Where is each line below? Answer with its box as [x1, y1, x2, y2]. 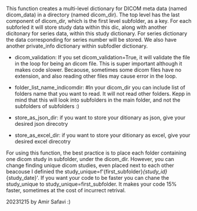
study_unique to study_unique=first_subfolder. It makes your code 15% [6, 180, 177, 187]
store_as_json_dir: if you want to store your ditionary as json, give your [14, 114, 186, 121]
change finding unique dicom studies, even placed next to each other [6, 162, 175, 169]
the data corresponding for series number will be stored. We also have [6, 36, 177, 43]
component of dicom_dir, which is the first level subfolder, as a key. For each [6, 18, 192, 24]
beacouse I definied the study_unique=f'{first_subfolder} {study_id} [6, 168, 168, 175]
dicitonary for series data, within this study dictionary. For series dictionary [6, 30, 188, 37]
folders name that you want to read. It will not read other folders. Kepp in [14, 91, 191, 97]
